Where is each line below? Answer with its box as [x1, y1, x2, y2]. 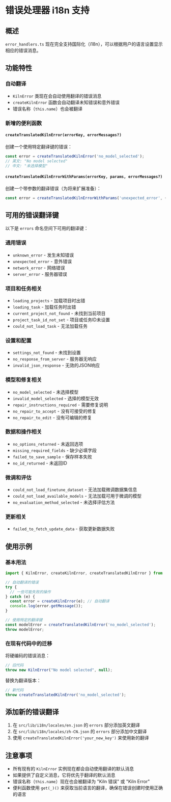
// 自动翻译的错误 [5, 580, 39, 585]
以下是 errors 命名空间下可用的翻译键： [5, 225, 89, 231]
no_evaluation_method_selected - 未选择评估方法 [12, 499, 115, 505]
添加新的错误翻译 [5, 707, 59, 716]
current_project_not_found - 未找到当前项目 [12, 310, 106, 316]
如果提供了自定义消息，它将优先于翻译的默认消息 [12, 772, 116, 778]
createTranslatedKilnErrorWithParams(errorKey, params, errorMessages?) [5, 174, 163, 179]
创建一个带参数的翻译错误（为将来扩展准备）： [5, 185, 101, 191]
